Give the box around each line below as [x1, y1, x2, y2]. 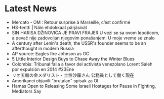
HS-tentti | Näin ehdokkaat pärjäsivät [11, 24, 87, 30]
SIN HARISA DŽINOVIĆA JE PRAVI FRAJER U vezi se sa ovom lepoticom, [11, 30, 160, 35]
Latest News [4, 3, 57, 14]
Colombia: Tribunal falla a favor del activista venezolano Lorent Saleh [11, 61, 153, 67]
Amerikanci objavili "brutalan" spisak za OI [11, 77, 99, 84]
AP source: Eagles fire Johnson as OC [11, 50, 90, 57]
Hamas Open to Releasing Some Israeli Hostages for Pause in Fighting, [11, 83, 156, 89]
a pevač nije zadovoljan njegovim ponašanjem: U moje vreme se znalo [11, 35, 155, 41]
